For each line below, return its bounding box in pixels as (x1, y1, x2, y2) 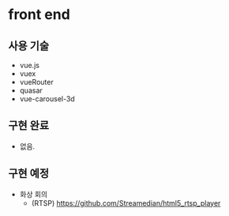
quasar (19, 85, 43, 95)
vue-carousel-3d (19, 94, 75, 104)
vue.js (19, 61, 39, 70)
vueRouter (19, 78, 54, 86)
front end (8, 6, 71, 24)
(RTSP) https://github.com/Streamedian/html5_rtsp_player (31, 198, 221, 207)
